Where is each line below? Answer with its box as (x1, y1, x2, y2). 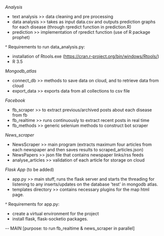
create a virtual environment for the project (12, 211, 99, 216)
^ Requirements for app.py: (5, 201, 60, 207)
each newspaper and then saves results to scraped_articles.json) (12, 147, 143, 152)
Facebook (5, 97, 25, 103)
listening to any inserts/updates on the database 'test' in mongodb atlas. (12, 181, 158, 187)
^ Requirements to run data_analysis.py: (5, 44, 85, 49)
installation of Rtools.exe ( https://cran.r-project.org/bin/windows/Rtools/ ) (12, 53, 160, 59)
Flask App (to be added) (5, 166, 54, 172)
